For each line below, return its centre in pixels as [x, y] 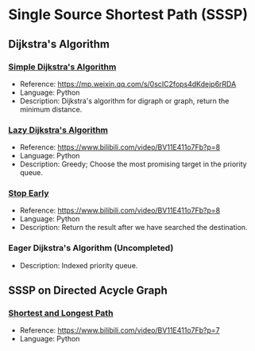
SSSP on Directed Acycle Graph [88, 291]
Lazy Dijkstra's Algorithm [58, 130]
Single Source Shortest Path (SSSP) [128, 15]
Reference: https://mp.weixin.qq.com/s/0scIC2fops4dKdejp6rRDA [128, 84]
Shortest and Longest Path [61, 314]
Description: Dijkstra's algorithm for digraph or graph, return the [124, 100]
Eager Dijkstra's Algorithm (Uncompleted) [91, 248]
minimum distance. [51, 109]
